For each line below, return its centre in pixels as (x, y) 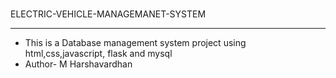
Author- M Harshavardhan (78, 64)
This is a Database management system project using (135, 42)
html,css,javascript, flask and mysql (98, 53)
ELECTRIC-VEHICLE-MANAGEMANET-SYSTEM (108, 14)
